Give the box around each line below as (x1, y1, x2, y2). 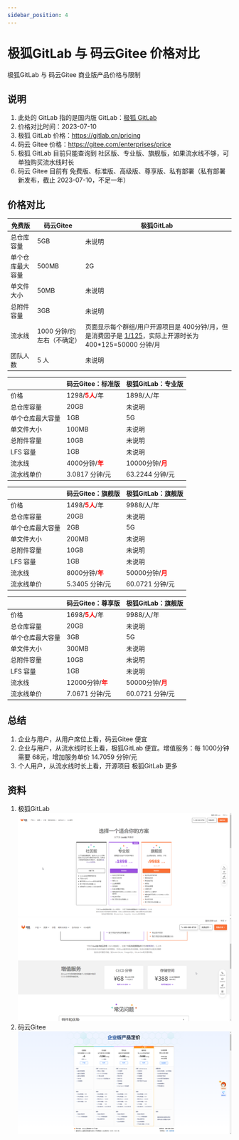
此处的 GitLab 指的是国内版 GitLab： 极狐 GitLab (17, 113, 157, 122)
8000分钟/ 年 (66, 568, 105, 577)
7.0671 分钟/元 (66, 689, 112, 698)
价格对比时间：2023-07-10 (17, 122, 97, 131)
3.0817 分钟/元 (66, 470, 112, 479)
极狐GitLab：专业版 (125, 380, 184, 388)
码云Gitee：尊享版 (66, 599, 120, 608)
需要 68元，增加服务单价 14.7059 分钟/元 (17, 753, 137, 761)
